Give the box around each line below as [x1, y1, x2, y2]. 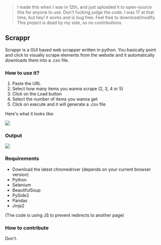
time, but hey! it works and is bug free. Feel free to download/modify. [17, 15, 156, 20]
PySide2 [12, 192, 29, 198]
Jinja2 [12, 202, 25, 208]
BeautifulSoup [12, 187, 41, 193]
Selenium [12, 182, 31, 188]
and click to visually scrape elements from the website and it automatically [5, 52, 155, 58]
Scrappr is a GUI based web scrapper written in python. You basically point [5, 46, 156, 53]
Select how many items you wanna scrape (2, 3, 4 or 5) [12, 86, 123, 92]
